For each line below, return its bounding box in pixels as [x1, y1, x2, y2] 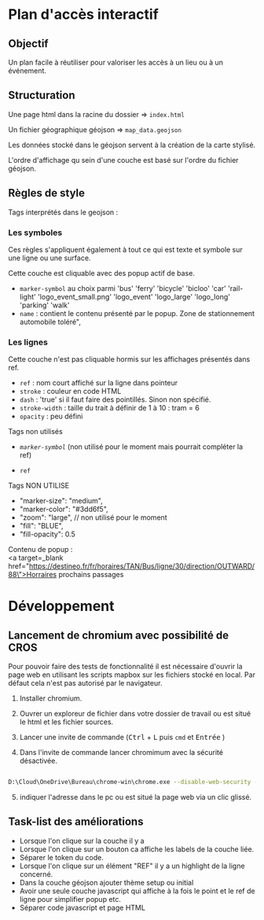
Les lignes [8, 337, 49, 348]
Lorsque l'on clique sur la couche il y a [19, 836, 145, 845]
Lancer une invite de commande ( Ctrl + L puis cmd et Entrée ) [19, 733, 225, 742]
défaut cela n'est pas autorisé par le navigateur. [8, 679, 163, 688]
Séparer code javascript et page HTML [19, 903, 145, 912]
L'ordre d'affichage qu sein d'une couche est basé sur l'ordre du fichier [8, 155, 239, 164]
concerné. [19, 869, 53, 878]
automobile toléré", [19, 317, 81, 326]
